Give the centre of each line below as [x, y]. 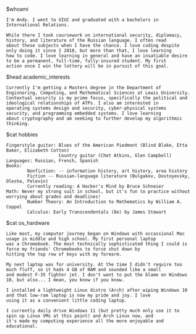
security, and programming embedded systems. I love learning [84, 113]
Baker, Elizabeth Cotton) [38, 150]
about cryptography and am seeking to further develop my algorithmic [94, 119]
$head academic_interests [38, 77]
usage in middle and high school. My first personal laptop [81, 239]
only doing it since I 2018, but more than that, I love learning [89, 50]
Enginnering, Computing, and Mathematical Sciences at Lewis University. [98, 93]
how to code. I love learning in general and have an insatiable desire [97, 56]
